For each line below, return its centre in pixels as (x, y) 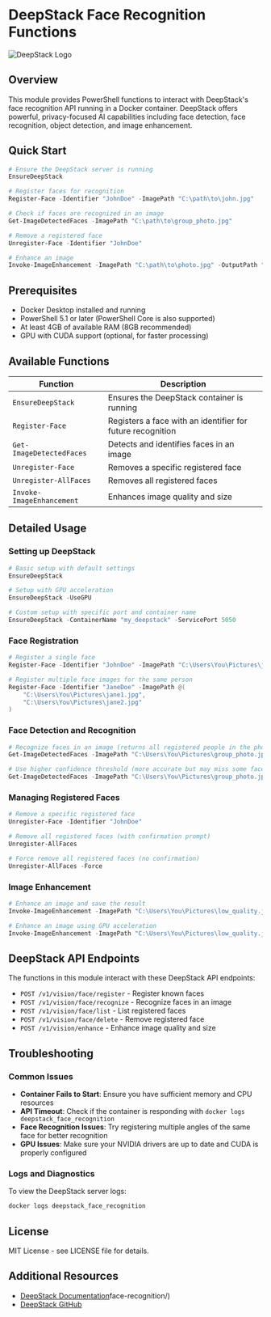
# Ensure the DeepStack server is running (81, 169)
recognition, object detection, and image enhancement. (100, 125)
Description (183, 383)
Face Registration (44, 641)
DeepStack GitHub (51, 1304)
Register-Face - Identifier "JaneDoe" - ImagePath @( (97, 687)
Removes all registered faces (163, 481)
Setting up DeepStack (52, 552)
